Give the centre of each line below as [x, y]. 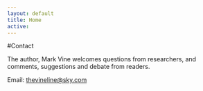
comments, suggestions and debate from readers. [79, 67]
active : [18, 26]
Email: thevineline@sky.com [47, 80]
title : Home [24, 20]
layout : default [30, 13]
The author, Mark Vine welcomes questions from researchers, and [101, 59]
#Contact [20, 46]
